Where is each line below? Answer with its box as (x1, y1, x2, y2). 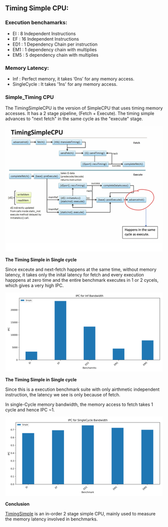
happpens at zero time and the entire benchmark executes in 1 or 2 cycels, (5, 277, 159, 283)
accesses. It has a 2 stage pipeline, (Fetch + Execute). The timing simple (5, 111, 154, 117)
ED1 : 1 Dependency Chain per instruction (12, 41, 98, 47)
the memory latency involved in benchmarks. (5, 516, 98, 522)
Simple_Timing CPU (5, 93, 54, 100)
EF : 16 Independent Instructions (12, 36, 79, 42)
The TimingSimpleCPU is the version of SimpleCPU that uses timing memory (5, 105, 163, 111)
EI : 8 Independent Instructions (12, 30, 76, 37)
